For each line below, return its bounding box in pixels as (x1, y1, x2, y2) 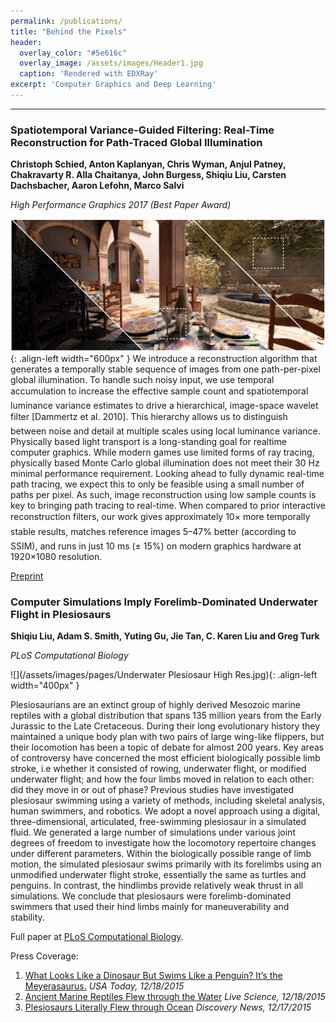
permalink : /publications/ (10, 16, 123, 26)
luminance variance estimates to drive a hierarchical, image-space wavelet (10, 399, 319, 411)
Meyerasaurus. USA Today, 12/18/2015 (24, 980, 185, 992)
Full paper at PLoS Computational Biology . (10, 931, 184, 943)
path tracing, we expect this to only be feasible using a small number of (10, 478, 305, 490)
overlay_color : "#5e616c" (19, 48, 128, 58)
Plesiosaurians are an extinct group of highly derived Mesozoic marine (10, 699, 301, 711)
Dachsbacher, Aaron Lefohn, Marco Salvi (10, 180, 185, 192)
